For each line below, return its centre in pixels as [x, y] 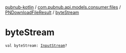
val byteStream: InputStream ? [36, 46]
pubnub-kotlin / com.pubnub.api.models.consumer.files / [63, 7]
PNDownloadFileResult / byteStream [42, 12]
